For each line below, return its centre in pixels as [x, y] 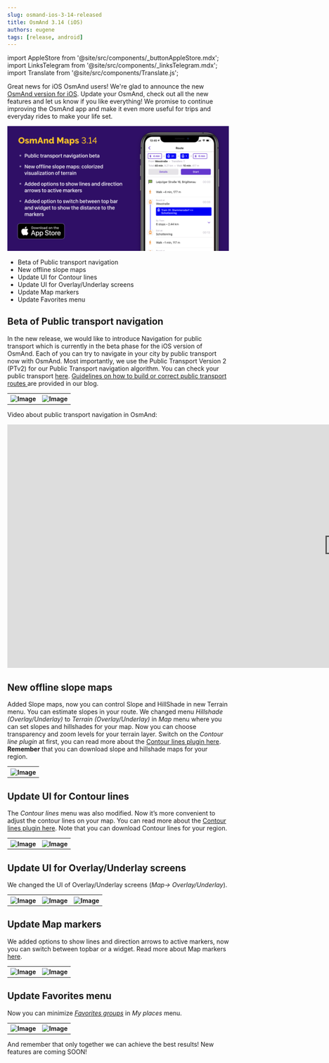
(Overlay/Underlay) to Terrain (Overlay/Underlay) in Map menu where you [115, 719]
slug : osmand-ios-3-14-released [54, 15]
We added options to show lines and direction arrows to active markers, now [118, 941]
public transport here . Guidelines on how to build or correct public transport [117, 375]
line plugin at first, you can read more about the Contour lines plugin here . [114, 742]
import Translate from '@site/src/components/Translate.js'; [93, 73]
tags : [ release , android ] [45, 37]
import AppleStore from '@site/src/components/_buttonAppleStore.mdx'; [113, 58]
